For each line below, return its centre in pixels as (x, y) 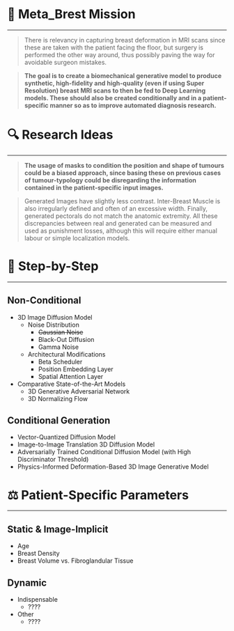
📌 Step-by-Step (53, 266)
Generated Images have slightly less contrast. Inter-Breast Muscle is (122, 201)
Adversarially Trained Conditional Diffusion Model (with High (104, 452)
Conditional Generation (59, 421)
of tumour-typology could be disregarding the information (110, 180)
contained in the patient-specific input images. (94, 187)
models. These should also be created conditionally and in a (113, 98)
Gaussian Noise (61, 332)
